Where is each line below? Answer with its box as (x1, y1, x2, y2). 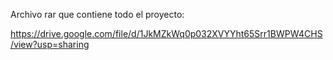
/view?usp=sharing (10, 39, 90, 50)
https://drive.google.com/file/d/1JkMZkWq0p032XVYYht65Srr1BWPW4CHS (10, 28, 323, 39)
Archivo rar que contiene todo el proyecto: (10, 9, 185, 20)
